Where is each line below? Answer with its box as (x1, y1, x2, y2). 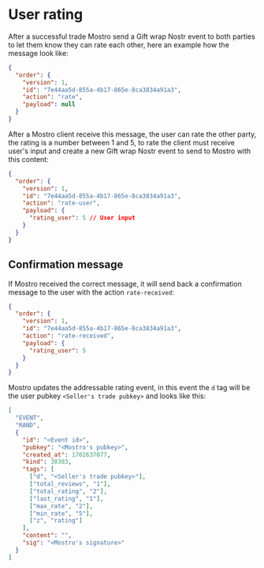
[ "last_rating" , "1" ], (28, 495, 104, 502)
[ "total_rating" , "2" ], (28, 487, 108, 495)
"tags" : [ (22, 465, 55, 473)
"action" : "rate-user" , (22, 199, 101, 207)
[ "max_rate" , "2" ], (28, 502, 93, 510)
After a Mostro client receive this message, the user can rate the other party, (8, 129, 257, 139)
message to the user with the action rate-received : (8, 287, 175, 297)
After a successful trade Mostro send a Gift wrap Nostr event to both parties (8, 32, 256, 41)
